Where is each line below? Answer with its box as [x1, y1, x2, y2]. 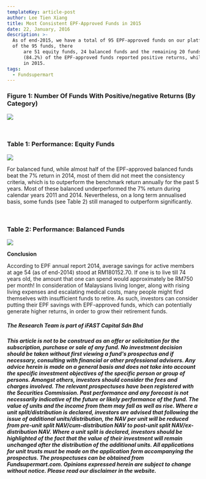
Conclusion [7, 250, 37, 258]
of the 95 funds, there [12, 43, 73, 50]
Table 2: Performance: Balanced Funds [7, 225, 125, 233]
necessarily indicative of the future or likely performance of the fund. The [7, 396, 199, 403]
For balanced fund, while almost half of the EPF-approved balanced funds [7, 165, 193, 173]
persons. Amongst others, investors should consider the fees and [7, 376, 178, 384]
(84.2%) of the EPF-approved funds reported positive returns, [23, 54, 188, 61]
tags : [7, 65, 21, 72]
